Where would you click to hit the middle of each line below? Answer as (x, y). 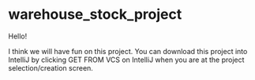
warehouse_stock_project (95, 15)
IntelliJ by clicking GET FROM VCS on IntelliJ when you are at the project (126, 60)
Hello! (18, 36)
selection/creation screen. (51, 67)
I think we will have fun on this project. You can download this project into (128, 51)
